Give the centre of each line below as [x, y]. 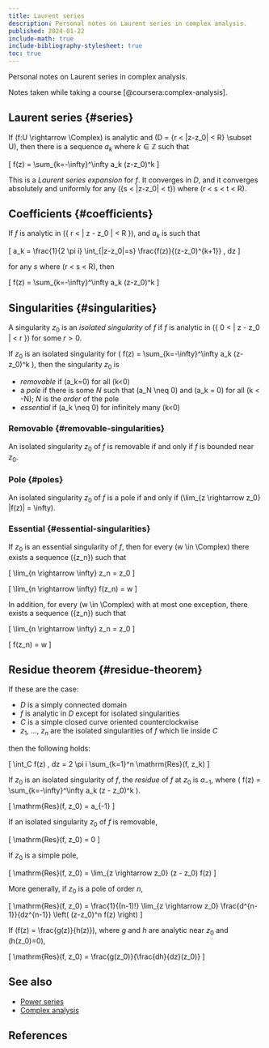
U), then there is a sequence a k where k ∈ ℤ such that [99, 147]
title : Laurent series [46, 16]
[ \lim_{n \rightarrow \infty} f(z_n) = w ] [73, 588]
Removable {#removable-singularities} [87, 429]
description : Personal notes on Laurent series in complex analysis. [128, 24]
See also [30, 982]
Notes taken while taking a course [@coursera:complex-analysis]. [118, 92]
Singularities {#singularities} [83, 308]
